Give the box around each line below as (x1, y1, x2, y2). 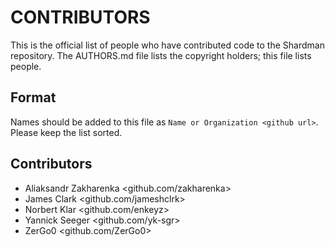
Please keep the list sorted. (10, 126, 123, 138)
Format (10, 89, 57, 106)
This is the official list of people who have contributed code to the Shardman (10, 39, 325, 51)
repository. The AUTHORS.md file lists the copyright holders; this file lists (10, 49, 312, 61)
